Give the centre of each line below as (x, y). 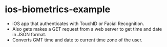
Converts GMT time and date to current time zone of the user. (77, 40)
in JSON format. (29, 34)
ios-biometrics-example (58, 9)
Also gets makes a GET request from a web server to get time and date (87, 29)
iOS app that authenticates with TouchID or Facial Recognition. (78, 24)
